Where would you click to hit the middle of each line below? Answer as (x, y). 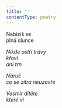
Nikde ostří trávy (26, 51)
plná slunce (20, 40)
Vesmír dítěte (22, 93)
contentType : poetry (31, 17)
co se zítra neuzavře (31, 82)
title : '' (18, 12)
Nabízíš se (19, 34)
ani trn (14, 64)
